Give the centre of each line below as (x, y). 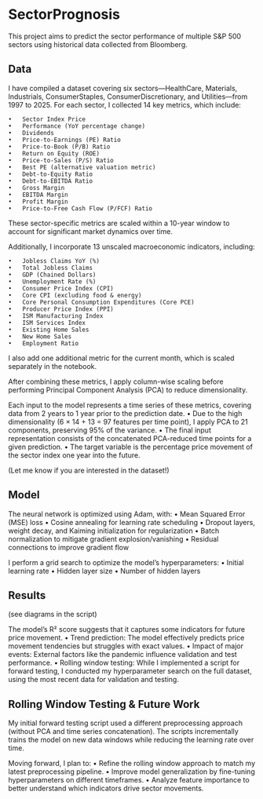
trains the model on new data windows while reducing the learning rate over (131, 740)
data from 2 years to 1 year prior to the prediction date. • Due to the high (125, 413)
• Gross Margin (37, 188)
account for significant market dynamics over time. (90, 231)
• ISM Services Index (47, 323)
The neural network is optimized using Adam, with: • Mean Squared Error (127, 514)
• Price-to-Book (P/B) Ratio (59, 147)
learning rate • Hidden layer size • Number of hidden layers (104, 571)
